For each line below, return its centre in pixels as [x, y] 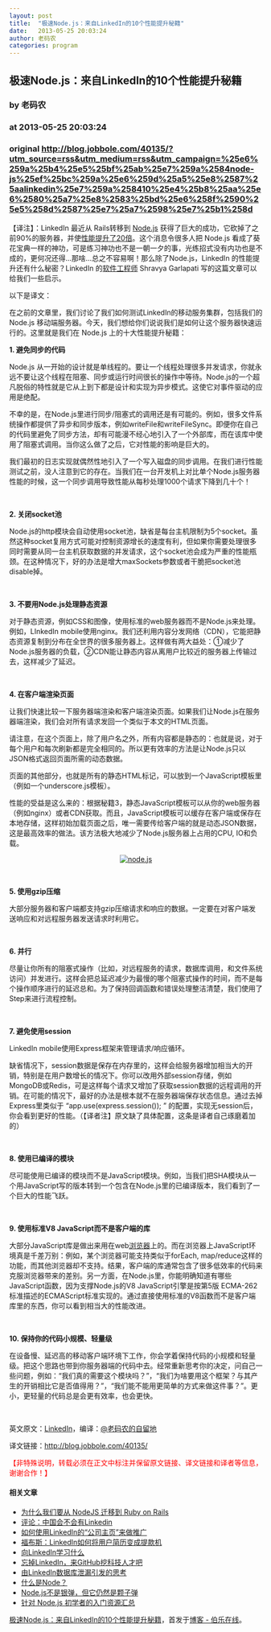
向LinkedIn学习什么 [53, 1552]
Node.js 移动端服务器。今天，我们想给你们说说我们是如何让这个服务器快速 [132, 322]
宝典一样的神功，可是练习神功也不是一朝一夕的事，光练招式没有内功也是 [135, 248]
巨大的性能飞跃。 [44, 1195]
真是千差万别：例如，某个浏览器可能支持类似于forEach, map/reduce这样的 [139, 1255]
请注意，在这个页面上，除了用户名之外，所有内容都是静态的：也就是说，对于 [136, 738]
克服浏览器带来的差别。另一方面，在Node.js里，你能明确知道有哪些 [121, 1276]
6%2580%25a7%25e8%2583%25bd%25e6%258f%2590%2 [134, 200]
